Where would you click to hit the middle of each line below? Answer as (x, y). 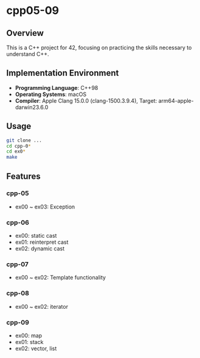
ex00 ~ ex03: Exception (45, 207)
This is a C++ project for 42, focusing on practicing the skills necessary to (99, 47)
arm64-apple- (176, 100)
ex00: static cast (36, 236)
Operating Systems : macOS (51, 94)
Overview (25, 33)
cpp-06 (18, 222)
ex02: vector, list (36, 348)
